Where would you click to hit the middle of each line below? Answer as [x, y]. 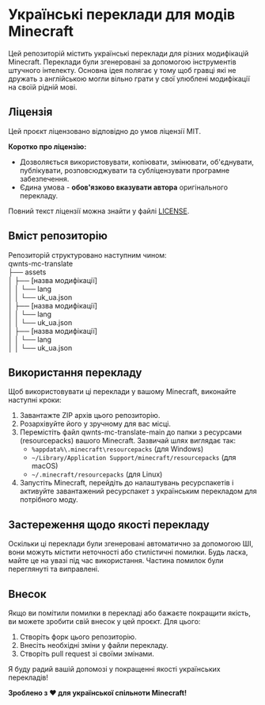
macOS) [45, 466]
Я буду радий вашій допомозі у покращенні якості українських [114, 669]
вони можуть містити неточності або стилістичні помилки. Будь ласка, [128, 552]
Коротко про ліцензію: [47, 146]
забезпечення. [44, 178]
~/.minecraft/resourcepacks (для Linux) [97, 474]
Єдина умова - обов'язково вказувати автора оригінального [123, 187]
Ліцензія [30, 112]
